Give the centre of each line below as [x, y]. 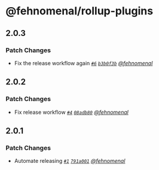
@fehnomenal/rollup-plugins [79, 11]
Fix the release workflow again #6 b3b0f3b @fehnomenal [83, 63]
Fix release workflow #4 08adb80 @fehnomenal [71, 112]
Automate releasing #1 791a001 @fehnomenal [70, 161]
